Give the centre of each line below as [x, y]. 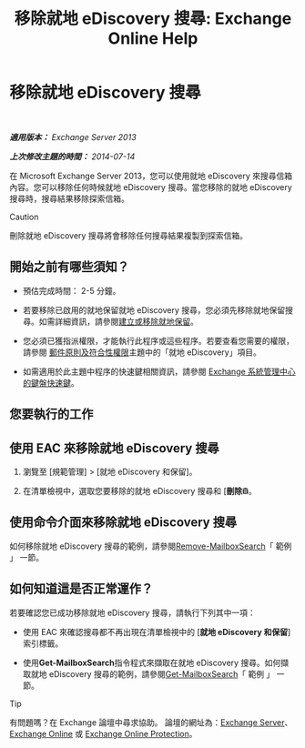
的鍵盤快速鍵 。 [51, 382]
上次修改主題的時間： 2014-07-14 [72, 157]
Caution [24, 217]
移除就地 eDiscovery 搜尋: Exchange [153, 19]
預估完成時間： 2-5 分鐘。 [71, 290]
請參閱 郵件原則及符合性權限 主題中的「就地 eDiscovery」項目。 [142, 352]
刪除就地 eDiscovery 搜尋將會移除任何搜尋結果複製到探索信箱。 [129, 235]
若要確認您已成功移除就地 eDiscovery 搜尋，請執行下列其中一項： [133, 612]
